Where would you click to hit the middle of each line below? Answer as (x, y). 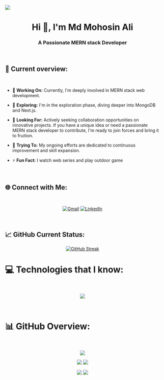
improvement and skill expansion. (46, 151)
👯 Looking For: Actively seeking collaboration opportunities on (75, 120)
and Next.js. (24, 111)
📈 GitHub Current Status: (45, 234)
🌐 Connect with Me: (36, 187)
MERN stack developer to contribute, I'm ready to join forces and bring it (85, 130)
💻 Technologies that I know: (64, 270)
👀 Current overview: (36, 69)
